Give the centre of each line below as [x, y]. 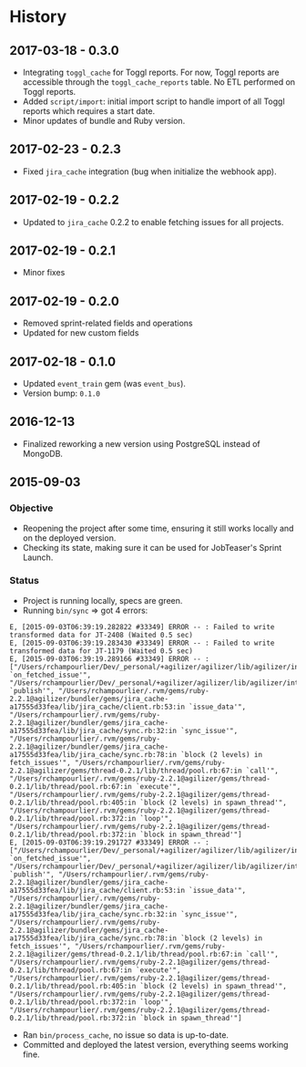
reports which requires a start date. [89, 111]
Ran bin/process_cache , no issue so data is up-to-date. [126, 1035]
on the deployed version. [69, 538]
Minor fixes [44, 273]
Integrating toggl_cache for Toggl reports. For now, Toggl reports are [151, 72]
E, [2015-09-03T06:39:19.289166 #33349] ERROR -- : [109, 658]
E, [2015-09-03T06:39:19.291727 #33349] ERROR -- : [109, 842]
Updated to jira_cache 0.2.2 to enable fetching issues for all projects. [153, 222]
